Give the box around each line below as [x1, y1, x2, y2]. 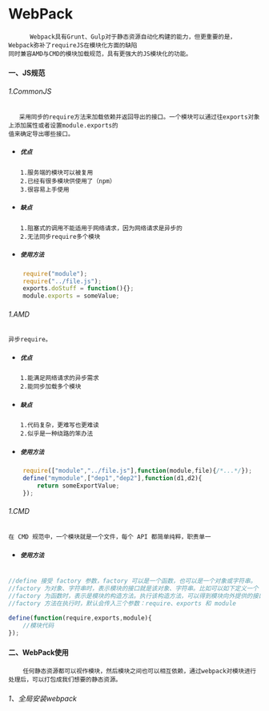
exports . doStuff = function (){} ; [22, 285, 134, 293]
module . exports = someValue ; [22, 292, 120, 301]
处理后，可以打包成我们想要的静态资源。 [8, 676, 122, 684]
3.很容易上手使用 [19, 185, 70, 193]
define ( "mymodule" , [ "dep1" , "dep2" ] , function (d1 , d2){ [22, 475, 203, 483]
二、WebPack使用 [8, 647, 70, 657]
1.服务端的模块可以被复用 [19, 168, 94, 176]
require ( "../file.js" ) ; [22, 277, 102, 285]
